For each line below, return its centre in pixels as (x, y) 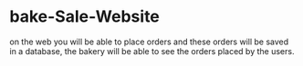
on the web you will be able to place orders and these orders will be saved (149, 42)
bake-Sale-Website (84, 17)
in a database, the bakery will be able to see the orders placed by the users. (152, 51)
